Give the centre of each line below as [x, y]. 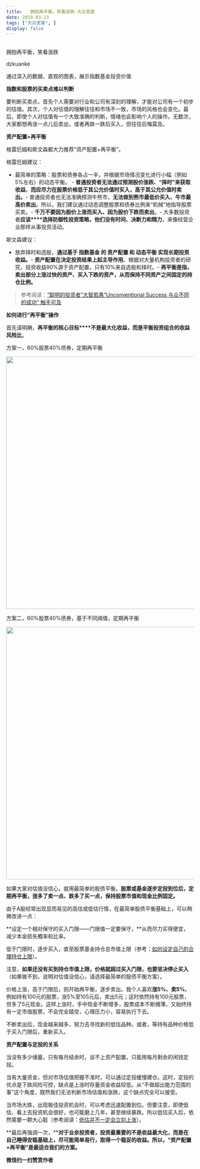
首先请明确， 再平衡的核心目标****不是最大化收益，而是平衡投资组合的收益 [98, 327]
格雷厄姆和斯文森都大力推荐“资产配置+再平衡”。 [65, 149]
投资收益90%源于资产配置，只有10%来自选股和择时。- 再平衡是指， [109, 267]
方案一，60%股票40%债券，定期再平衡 [54, 347]
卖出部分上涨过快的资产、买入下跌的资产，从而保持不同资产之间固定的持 [103, 274]
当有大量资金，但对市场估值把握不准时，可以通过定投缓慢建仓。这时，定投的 [100, 1077]
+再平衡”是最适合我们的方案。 [43, 1147]
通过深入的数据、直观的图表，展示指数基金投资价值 [69, 76]
